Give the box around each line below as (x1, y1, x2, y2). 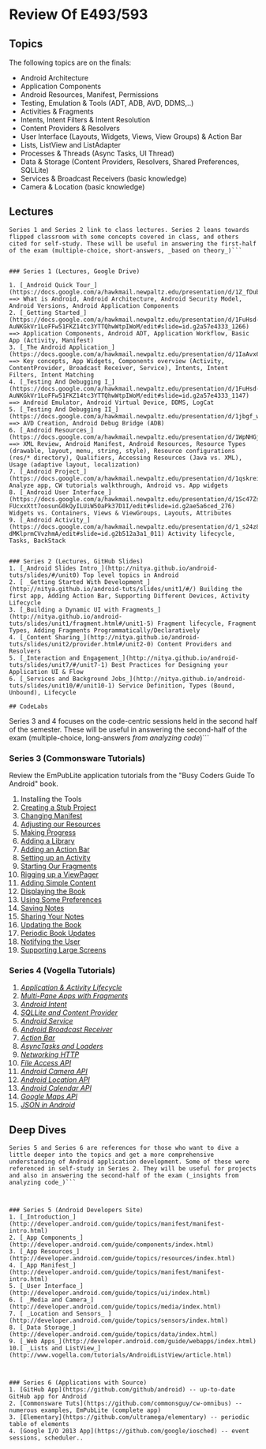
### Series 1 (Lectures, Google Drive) (9, 267, 140, 275)
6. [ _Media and (9, 1296, 62, 1304)
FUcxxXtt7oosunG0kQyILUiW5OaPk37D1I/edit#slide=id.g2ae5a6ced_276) (9, 502, 236, 510)
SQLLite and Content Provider (20, 1008, 118, 1017)
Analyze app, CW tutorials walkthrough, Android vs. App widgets (9, 481, 228, 489)
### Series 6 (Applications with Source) (9, 1379, 148, 1387)
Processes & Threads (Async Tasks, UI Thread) (20, 148, 174, 158)
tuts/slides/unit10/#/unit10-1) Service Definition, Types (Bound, (9, 681, 236, 690)
